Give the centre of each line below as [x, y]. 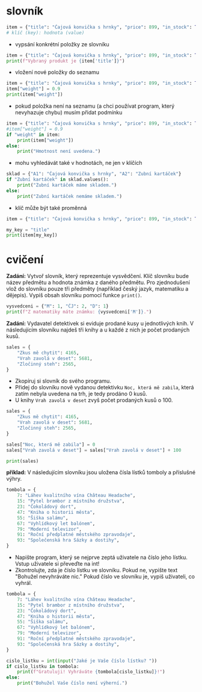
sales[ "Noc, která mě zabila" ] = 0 [51, 444]
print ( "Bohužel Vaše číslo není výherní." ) [72, 683]
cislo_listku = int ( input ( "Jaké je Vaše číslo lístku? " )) [82, 661]
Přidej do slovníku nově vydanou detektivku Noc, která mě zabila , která [104, 388]
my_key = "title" [28, 230]
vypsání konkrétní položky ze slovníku [62, 44]
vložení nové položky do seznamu [57, 72]
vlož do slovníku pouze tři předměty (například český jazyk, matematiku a [97, 289]
